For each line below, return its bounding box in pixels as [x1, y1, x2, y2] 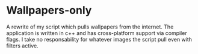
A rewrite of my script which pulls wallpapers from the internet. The [6, 23, 174, 30]
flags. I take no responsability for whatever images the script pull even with [6, 36, 193, 43]
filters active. [6, 42, 39, 49]
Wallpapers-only [6, 4, 92, 17]
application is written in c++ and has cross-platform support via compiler [6, 29, 188, 36]
